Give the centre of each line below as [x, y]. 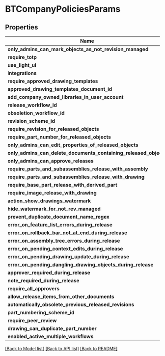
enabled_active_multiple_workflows [51, 336]
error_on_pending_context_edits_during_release [65, 249]
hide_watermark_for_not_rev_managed [54, 209]
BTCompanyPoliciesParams [63, 9]
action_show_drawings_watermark [49, 201]
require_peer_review [32, 320]
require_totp [22, 57]
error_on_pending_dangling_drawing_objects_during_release [81, 265]
